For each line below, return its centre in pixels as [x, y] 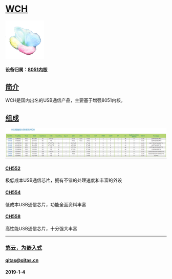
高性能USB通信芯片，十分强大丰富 [41, 228]
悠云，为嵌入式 [24, 248]
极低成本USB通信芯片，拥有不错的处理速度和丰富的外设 [64, 180]
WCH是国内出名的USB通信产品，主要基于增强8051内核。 [65, 100]
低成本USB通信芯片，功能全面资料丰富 [46, 204]
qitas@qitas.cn [22, 260]
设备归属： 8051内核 [26, 69]
